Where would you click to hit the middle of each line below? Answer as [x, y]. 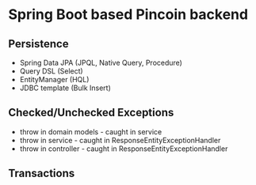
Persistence [38, 44]
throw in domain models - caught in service [91, 131]
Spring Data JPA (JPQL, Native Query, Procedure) [101, 62]
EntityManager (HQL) [54, 79]
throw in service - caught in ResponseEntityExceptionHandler [120, 140]
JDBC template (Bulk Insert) [65, 88]
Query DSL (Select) [51, 71]
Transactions [42, 174]
